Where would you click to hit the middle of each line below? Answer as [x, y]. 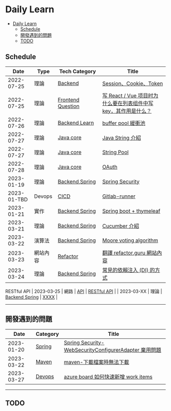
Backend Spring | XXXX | [31, 297]
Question [69, 106]
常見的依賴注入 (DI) [125, 270]
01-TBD [18, 199]
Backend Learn [76, 123]
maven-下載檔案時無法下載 [96, 362]
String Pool [116, 152]
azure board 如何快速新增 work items [108, 377]
